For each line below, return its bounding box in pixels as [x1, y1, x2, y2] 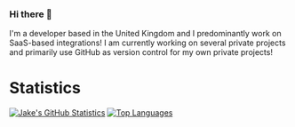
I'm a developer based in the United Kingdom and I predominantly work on [9, 28, 282, 39]
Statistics [9, 78, 82, 99]
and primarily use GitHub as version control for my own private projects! [9, 47, 274, 58]
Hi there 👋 [9, 8, 53, 20]
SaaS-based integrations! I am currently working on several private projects [9, 37, 286, 48]
